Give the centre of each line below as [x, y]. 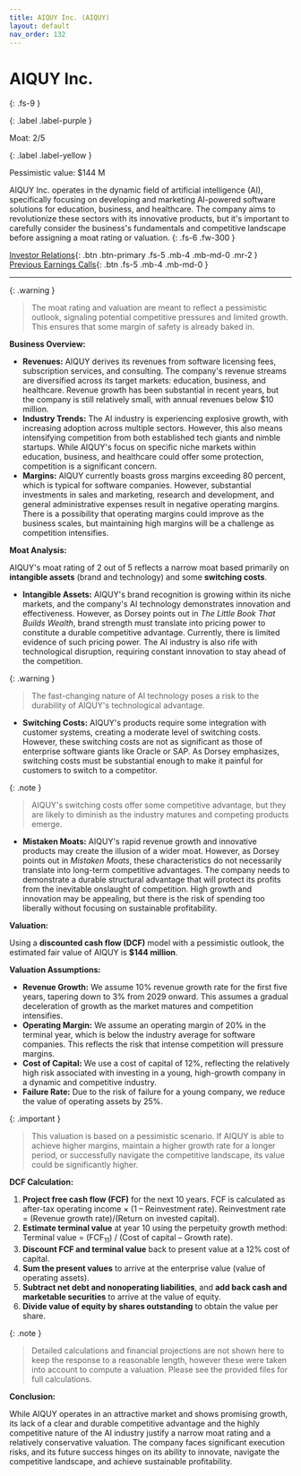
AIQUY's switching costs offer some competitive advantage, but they [159, 805]
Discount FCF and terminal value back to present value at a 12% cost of [156, 1249]
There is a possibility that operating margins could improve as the [143, 514]
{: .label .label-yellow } [51, 155]
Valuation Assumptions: [55, 970]
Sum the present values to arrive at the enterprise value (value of [144, 1268]
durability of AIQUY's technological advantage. [118, 705]
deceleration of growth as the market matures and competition [138, 1006]
